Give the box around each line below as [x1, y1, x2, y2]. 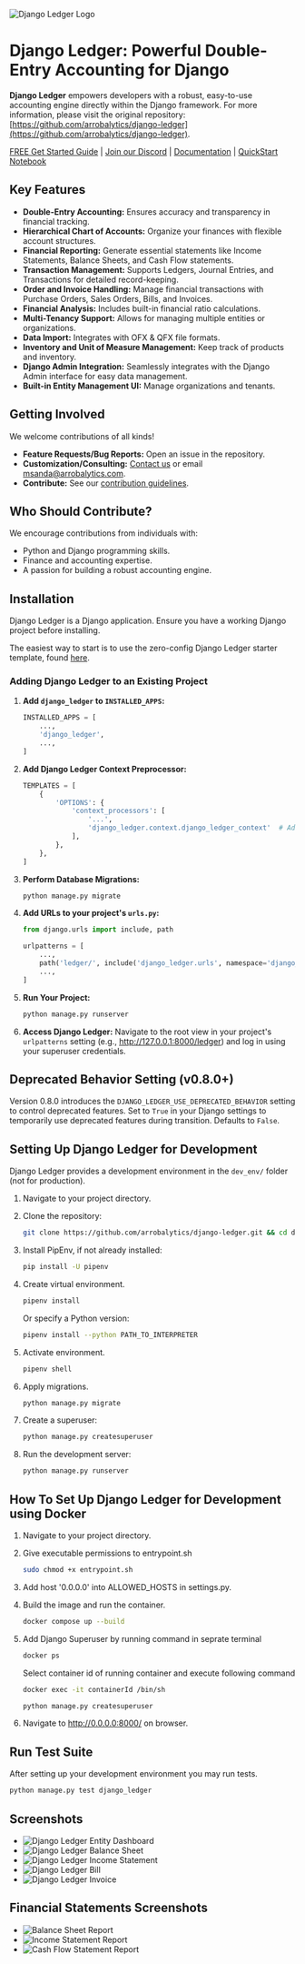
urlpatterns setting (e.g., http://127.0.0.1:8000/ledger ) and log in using [22, 1035, 286, 1046]
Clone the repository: [22, 1211, 103, 1222]
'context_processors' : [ [71, 806, 166, 816]
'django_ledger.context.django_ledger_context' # [87, 823, 283, 832]
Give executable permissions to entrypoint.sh [22, 1547, 192, 1559]
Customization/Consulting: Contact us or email [22, 458, 203, 468]
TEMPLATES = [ [22, 781, 76, 791]
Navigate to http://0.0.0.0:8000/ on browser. [22, 1717, 189, 1728]
